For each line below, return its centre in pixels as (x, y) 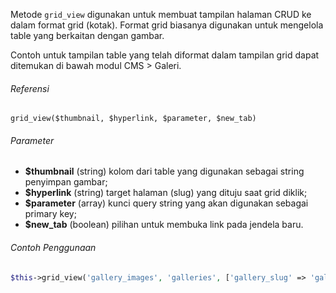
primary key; (50, 214)
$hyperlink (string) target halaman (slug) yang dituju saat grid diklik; (166, 193)
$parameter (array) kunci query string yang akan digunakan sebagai (166, 203)
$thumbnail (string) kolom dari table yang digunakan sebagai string (164, 171)
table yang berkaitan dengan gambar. (87, 35)
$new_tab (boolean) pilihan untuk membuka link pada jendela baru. (164, 225)
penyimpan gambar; (66, 182)
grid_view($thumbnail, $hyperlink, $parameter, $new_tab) (133, 119)
